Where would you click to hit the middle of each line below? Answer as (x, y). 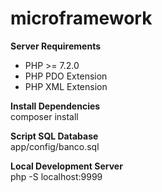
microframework (81, 18)
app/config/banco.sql (55, 146)
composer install (44, 116)
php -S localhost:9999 (56, 176)
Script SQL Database (54, 136)
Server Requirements (56, 46)
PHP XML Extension (66, 86)
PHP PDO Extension (66, 76)
